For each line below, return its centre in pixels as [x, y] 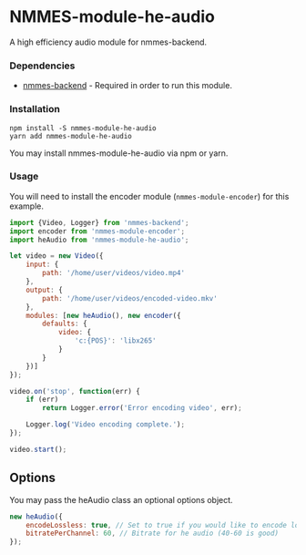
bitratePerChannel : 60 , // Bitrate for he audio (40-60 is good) [153, 534]
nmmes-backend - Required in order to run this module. [127, 86]
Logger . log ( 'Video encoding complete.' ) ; [105, 425]
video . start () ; [38, 449]
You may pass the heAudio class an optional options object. [122, 499]
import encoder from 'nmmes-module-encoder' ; [97, 231]
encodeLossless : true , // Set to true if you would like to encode [156, 525]
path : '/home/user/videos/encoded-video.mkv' [130, 298]
